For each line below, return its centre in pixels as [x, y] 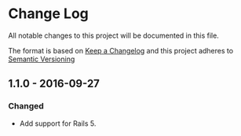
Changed [26, 106]
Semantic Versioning [42, 59]
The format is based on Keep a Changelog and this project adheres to [121, 50]
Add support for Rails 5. [58, 123]
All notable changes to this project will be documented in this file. [114, 35]
